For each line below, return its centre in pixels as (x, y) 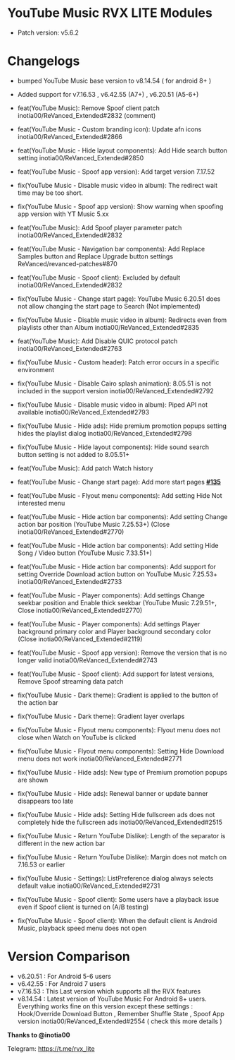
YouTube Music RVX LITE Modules (110, 13)
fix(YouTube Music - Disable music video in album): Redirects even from (122, 320)
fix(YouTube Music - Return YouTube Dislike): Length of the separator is (121, 835)
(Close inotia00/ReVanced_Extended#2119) (80, 639)
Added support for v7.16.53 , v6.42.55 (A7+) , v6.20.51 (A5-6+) (108, 94)
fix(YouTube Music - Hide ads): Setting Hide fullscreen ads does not (116, 814)
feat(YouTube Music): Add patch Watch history (85, 468)
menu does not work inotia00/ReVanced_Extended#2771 (100, 758)
